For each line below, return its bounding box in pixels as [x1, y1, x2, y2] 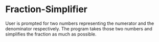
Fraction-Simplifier [5, 4, 88, 15]
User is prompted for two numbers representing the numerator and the [5, 20, 154, 26]
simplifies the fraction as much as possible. [5, 31, 97, 37]
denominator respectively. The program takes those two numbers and [5, 25, 152, 31]
